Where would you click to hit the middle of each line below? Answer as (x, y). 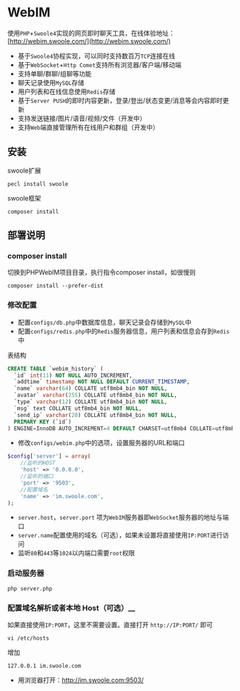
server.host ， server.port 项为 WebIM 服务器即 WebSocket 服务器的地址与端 (123, 518)
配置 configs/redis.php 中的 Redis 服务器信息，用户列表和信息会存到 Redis (124, 331)
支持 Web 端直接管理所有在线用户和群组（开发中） (88, 127)
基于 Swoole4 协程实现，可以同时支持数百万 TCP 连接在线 (96, 56)
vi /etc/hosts (29, 639)
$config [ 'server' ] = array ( (49, 457)
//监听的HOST (38, 463)
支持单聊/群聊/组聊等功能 (54, 74)
